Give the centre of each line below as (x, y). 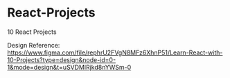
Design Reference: (34, 45)
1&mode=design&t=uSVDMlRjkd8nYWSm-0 (69, 67)
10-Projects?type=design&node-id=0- (62, 59)
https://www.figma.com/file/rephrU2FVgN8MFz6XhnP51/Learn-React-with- (115, 52)
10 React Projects (32, 32)
